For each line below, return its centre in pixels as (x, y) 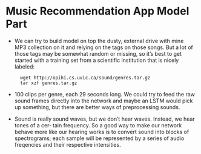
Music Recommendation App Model (97, 11)
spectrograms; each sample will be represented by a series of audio (99, 138)
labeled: (24, 66)
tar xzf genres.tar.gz (49, 83)
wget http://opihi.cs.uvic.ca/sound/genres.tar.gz (85, 78)
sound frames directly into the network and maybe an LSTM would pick (104, 101)
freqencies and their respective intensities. (68, 144)
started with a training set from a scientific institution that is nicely (97, 60)
